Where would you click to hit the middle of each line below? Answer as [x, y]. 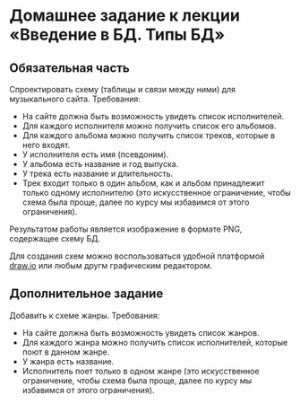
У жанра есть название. [68, 361]
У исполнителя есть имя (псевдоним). [95, 154]
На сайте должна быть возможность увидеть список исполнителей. [153, 116]
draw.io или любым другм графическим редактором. [111, 265]
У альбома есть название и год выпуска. [100, 164]
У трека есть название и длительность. [98, 173]
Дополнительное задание [86, 294]
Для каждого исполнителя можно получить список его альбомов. [149, 126]
